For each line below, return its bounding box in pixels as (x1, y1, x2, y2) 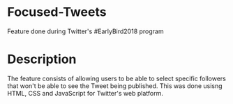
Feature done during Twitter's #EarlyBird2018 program (7, 27, 164, 35)
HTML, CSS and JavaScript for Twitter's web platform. (7, 89, 164, 97)
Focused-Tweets (7, 4, 107, 20)
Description (7, 51, 77, 67)
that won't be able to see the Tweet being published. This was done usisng (7, 81, 223, 90)
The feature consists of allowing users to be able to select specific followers (7, 74, 227, 83)
